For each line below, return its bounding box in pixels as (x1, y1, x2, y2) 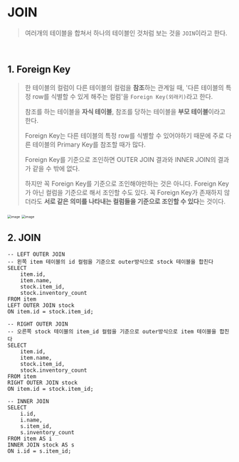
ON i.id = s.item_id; (7, 447, 72, 455)
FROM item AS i (7, 435, 53, 442)
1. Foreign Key (7, 63, 71, 75)
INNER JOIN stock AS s (7, 441, 75, 448)
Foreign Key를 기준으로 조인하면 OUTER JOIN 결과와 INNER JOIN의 (24, 155, 216, 163)
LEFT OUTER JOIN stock (7, 301, 75, 309)
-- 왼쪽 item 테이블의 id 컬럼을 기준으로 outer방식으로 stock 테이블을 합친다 (7, 258, 213, 265)
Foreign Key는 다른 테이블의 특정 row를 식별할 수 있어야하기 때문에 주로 (24, 131, 225, 139)
